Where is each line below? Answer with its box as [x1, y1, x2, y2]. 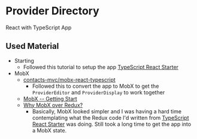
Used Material [5, 41, 59, 51]
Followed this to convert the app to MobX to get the [32, 82, 159, 89]
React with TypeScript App [5, 24, 72, 31]
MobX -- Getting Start [23, 95, 77, 102]
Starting [14, 57, 34, 64]
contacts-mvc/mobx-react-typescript [23, 76, 116, 83]
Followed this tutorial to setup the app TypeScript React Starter [23, 63, 179, 70]
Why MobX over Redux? [23, 101, 83, 109]
